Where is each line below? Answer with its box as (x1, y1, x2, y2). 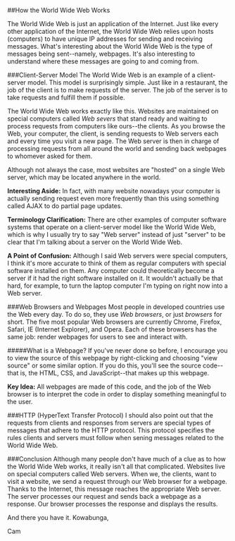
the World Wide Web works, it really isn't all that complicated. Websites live (7, 462, 226, 470)
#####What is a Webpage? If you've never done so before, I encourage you (7, 346, 228, 355)
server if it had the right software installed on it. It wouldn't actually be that (7, 274, 224, 282)
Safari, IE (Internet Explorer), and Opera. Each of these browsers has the (7, 325, 217, 334)
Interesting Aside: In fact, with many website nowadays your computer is (7, 187, 221, 195)
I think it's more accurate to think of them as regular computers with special (7, 259, 227, 267)
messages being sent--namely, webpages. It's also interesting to (7, 49, 196, 58)
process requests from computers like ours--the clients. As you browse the (7, 122, 226, 130)
